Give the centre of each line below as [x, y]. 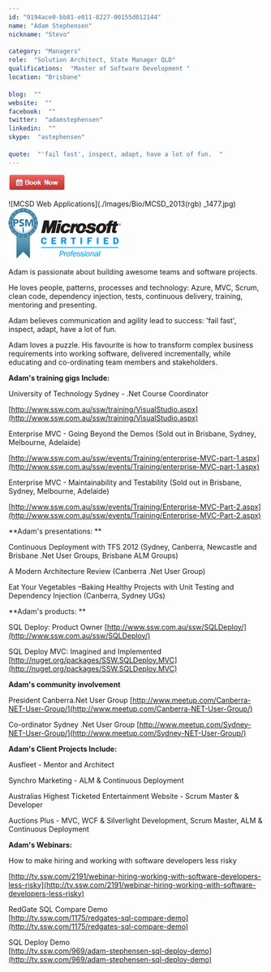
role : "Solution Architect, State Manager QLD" [92, 60]
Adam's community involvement [65, 684]
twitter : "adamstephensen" [56, 120]
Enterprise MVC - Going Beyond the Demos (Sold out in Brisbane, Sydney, [133, 434]
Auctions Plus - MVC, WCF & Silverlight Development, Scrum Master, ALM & [135, 820]
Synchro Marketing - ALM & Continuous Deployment [96, 780]
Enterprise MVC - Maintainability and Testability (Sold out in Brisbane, [125, 482]
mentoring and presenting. [53, 305]
